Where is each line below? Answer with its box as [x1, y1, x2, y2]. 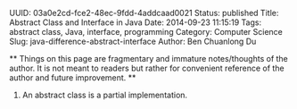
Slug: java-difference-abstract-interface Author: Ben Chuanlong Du [9, 36, 257, 46]
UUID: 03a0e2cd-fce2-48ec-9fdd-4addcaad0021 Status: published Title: [9, 8, 279, 18]
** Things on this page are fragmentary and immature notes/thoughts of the [9, 54, 288, 63]
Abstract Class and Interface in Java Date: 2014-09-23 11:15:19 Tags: [9, 17, 261, 28]
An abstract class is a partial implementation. [21, 89, 188, 100]
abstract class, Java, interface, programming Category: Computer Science [9, 27, 283, 37]
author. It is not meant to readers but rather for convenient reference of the [9, 63, 285, 73]
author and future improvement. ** [9, 72, 136, 83]
